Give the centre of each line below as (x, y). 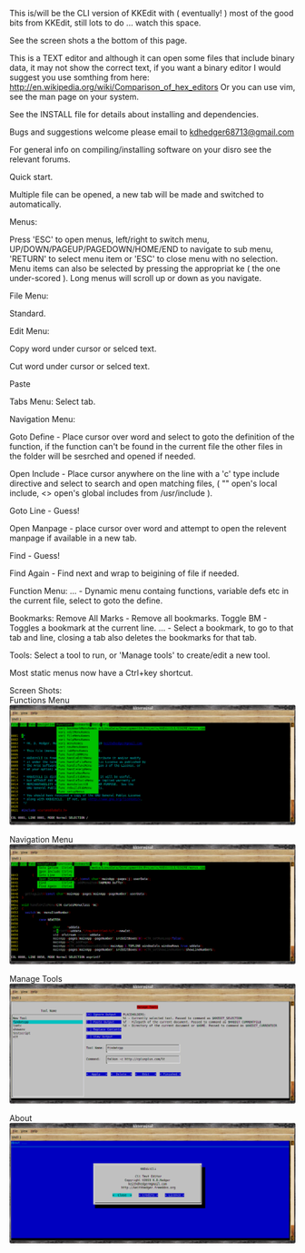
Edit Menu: (30, 331)
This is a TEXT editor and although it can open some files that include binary (152, 58)
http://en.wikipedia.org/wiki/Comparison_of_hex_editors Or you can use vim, (152, 87)
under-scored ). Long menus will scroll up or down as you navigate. (135, 278)
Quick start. (31, 177)
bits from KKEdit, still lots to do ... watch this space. (105, 23)
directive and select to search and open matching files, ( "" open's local (143, 483)
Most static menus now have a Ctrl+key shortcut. (101, 673)
